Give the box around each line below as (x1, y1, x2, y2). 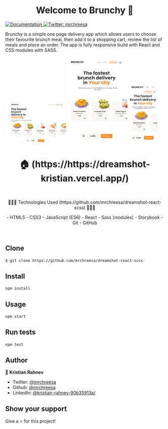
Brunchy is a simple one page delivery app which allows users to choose (5, 31, 156, 37)
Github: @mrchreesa (12, 385, 56, 391)
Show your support (5, 404, 67, 413)
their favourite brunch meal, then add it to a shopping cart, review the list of (5, 36, 162, 42)
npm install (5, 286, 30, 291)
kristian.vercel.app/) (40, 173, 129, 184)
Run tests (5, 328, 36, 337)
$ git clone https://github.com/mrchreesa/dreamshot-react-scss (5, 258, 143, 263)
